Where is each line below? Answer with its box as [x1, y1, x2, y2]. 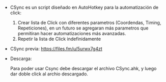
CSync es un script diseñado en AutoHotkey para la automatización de [10, 5, 159, 10]
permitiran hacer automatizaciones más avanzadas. [17, 31, 126, 36]
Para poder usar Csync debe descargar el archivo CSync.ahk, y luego [10, 66, 157, 71]
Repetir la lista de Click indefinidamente [17, 36, 101, 42]
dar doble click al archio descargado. [10, 71, 88, 77]
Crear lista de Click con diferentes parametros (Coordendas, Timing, [17, 20, 161, 25]
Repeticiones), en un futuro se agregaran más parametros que [17, 25, 149, 31]
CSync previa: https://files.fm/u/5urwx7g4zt [10, 46, 103, 51]
